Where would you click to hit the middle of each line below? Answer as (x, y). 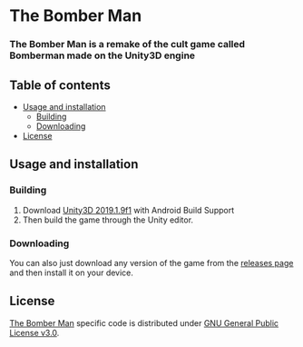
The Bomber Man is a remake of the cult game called (127, 45)
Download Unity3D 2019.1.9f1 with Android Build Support (128, 210)
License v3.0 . (34, 332)
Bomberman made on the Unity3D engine (103, 55)
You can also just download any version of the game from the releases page (151, 263)
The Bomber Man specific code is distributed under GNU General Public (144, 322)
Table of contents (60, 85)
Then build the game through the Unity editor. (108, 220)
